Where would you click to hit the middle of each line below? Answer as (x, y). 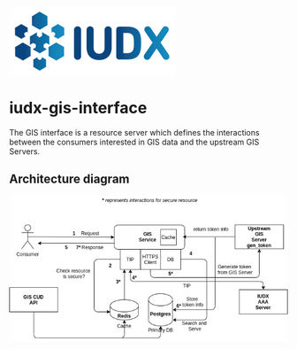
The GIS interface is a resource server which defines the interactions (134, 132)
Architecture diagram (69, 179)
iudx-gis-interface (78, 108)
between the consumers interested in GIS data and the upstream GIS (134, 142)
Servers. (25, 151)
